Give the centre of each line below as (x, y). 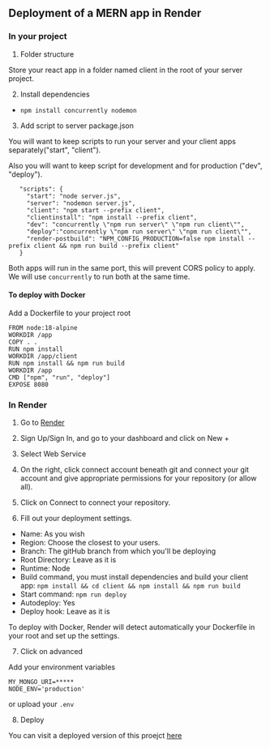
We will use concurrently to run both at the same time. (99, 276)
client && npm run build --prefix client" (107, 246)
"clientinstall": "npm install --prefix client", (112, 217)
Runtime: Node (45, 568)
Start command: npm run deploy (73, 594)
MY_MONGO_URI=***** (41, 682)
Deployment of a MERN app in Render (105, 13)
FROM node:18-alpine (43, 327)
